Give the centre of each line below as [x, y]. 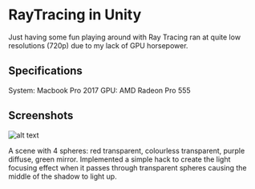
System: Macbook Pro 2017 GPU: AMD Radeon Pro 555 [99, 90]
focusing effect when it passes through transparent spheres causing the [127, 167]
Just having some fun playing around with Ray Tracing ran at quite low [125, 37]
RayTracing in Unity [75, 15]
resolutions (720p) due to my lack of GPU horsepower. [98, 45]
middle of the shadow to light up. [63, 176]
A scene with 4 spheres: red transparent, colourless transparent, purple [127, 150]
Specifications [45, 71]
